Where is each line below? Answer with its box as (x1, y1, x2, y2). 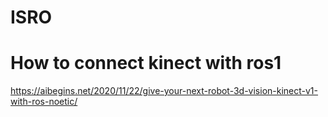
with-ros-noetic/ (10, 96, 78, 108)
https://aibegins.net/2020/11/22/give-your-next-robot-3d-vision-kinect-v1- (10, 85, 319, 97)
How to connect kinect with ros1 (10, 52, 282, 75)
